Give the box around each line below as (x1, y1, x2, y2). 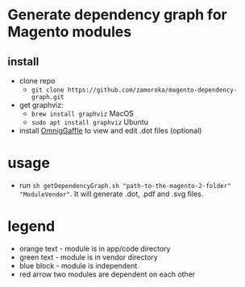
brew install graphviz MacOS (31, 109, 135, 118)
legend (7, 217, 56, 236)
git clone (31, 86, 65, 94)
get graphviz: (19, 100, 64, 109)
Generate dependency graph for (7, 6, 227, 24)
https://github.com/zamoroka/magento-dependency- (67, 86, 238, 94)
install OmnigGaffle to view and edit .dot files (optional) (19, 126, 202, 135)
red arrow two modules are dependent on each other (19, 269, 196, 279)
